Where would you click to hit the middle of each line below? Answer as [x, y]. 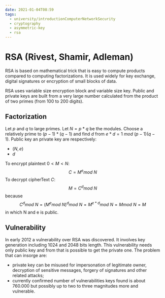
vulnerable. [24, 291]
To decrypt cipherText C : [30, 180]
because [14, 196]
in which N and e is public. [32, 212]
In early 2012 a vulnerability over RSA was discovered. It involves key [75, 239]
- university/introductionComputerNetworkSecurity [63, 19]
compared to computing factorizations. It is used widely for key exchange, [81, 76]
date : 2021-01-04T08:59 [30, 10]
